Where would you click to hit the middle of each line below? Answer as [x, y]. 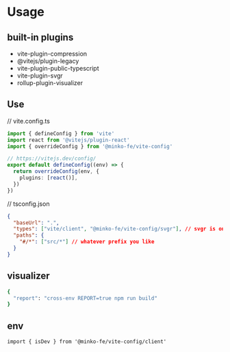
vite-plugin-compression [52, 54]
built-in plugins [40, 37]
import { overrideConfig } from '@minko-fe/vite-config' [90, 146]
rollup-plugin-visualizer [50, 83]
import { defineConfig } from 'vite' [61, 133]
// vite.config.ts [28, 121]
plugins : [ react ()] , [49, 178]
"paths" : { [29, 235]
